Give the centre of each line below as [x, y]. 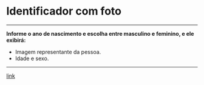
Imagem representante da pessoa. [58, 52]
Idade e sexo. [32, 58]
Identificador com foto [64, 11]
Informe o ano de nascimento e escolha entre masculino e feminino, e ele [100, 33]
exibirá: [16, 40]
